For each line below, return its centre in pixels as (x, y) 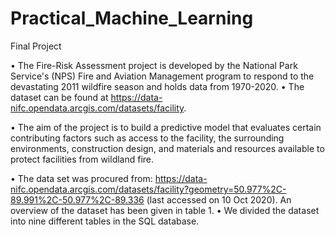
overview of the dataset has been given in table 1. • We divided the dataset (165, 210)
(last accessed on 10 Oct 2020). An (219, 199)
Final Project (36, 46)
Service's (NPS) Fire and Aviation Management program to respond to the (162, 76)
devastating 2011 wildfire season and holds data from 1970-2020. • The (157, 86)
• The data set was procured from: (81, 178)
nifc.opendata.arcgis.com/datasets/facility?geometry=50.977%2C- (148, 189)
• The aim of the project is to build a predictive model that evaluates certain (166, 127)
